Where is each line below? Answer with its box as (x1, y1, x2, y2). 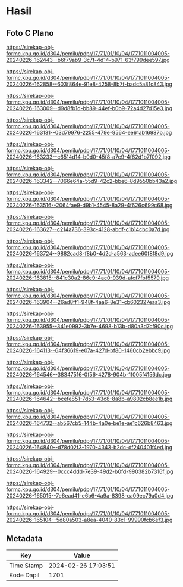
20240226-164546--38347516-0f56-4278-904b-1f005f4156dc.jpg (6, 371, 171, 378)
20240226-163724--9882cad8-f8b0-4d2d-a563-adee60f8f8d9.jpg (6, 250, 173, 257)
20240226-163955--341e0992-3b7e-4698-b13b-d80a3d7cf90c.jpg (6, 323, 173, 330)
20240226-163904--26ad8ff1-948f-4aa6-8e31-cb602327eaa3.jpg (6, 299, 171, 305)
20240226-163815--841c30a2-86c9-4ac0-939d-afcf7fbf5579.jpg (6, 274, 169, 281)
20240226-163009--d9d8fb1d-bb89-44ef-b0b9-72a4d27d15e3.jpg (6, 105, 173, 111)
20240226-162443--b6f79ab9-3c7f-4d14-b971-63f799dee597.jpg (6, 57, 171, 63)
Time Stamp (9, 561, 43, 570)
